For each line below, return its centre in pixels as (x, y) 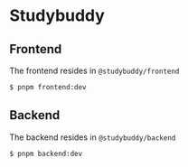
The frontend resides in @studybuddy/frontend (94, 70)
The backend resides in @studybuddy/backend (93, 137)
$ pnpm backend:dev (46, 153)
